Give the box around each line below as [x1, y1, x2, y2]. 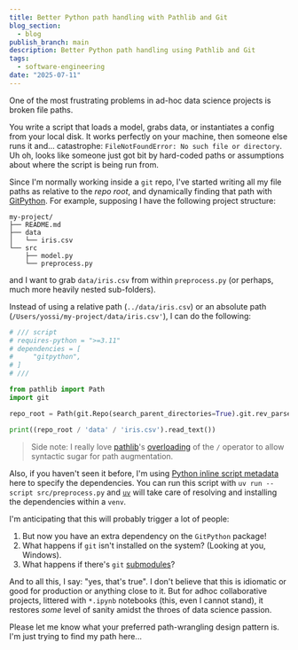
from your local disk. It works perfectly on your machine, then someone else [9, 130, 288, 142]
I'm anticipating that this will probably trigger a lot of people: [9, 513, 230, 524]
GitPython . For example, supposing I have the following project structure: [9, 195, 277, 206]
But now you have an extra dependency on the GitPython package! [21, 530, 267, 541]
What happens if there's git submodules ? [21, 559, 176, 569]
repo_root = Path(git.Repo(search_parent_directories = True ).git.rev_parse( [9, 409, 295, 418]
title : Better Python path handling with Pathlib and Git [9, 12, 228, 22]
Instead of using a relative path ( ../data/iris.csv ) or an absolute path [9, 301, 267, 311]
